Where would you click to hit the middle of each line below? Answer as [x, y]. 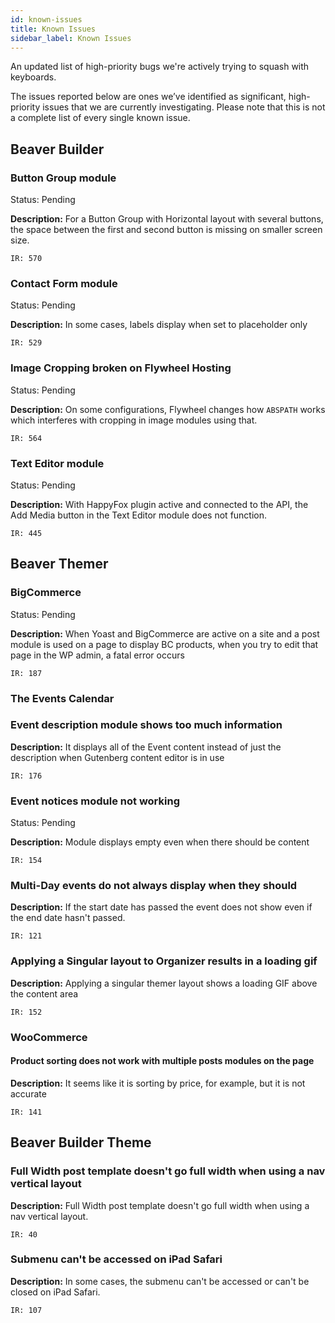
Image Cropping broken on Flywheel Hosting [121, 368]
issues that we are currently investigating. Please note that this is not [184, 107]
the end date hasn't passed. [68, 918]
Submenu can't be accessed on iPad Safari [116, 1259]
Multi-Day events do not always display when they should [154, 886]
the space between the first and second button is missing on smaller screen [166, 230]
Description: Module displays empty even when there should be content [160, 842]
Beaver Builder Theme [81, 1142]
